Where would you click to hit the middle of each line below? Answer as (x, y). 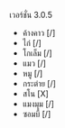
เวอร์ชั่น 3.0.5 (31, 15)
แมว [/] (34, 63)
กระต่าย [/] (39, 83)
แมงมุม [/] (38, 104)
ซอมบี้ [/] (37, 114)
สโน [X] (36, 94)
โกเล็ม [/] (37, 53)
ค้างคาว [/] (39, 33)
